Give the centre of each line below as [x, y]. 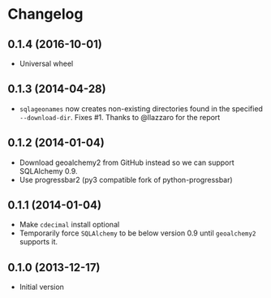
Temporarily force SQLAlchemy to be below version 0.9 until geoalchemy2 [138, 233]
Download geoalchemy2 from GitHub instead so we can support [127, 162]
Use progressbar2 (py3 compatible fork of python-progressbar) [126, 179]
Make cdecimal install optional [69, 225]
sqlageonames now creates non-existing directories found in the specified [141, 108]
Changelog [45, 14]
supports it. [39, 242]
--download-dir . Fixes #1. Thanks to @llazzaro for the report [120, 117]
